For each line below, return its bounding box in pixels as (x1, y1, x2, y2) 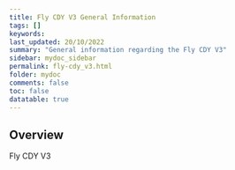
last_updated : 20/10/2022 (9, 37, 104, 47)
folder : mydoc (9, 70, 62, 79)
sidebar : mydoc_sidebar (9, 54, 97, 63)
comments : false (9, 78, 69, 87)
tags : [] (9, 21, 42, 30)
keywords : (9, 29, 46, 38)
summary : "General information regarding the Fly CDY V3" (9, 46, 227, 55)
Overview (9, 127, 64, 142)
